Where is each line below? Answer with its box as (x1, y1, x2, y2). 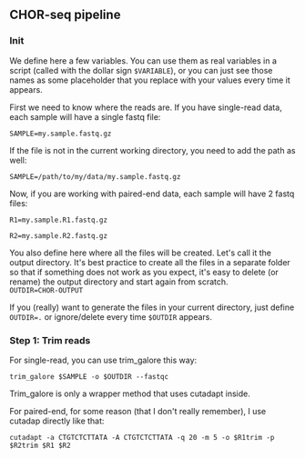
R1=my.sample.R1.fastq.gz (9, 215, 107, 224)
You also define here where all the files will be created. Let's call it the (9, 247, 271, 258)
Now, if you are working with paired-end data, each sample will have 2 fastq (9, 188, 295, 199)
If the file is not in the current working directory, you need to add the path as (9, 144, 296, 155)
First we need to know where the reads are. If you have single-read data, (9, 102, 282, 113)
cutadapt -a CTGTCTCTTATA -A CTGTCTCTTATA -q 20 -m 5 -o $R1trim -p (9, 433, 275, 442)
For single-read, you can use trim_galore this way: (9, 354, 198, 365)
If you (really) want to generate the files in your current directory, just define (9, 302, 295, 313)
